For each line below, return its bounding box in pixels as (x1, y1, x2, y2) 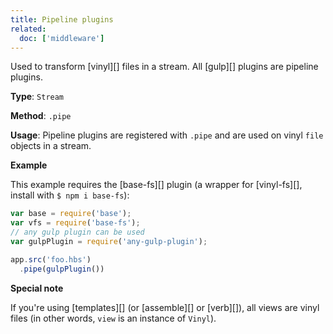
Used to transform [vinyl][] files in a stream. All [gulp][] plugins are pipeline (10, 61, 319, 73)
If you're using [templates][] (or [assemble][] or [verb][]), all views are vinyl (10, 301, 320, 313)
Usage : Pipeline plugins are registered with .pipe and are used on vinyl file (10, 129, 324, 141)
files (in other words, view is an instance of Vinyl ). (10, 312, 217, 324)
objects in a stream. (10, 140, 92, 152)
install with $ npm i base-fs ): (10, 189, 130, 201)
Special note (10, 282, 64, 294)
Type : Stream (10, 91, 65, 103)
